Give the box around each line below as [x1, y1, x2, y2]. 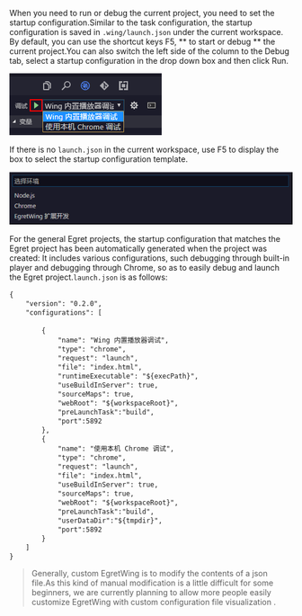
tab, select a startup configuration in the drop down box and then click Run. [9, 56, 289, 66]
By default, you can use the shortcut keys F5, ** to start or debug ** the [9, 36, 276, 47]
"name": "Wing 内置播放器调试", [57, 335, 169, 344]
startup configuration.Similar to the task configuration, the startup [9, 17, 253, 28]
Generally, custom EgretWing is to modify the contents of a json [31, 567, 268, 578]
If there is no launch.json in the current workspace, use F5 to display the [9, 144, 280, 155]
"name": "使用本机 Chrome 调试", [57, 444, 175, 453]
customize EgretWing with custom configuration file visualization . [31, 596, 277, 607]
